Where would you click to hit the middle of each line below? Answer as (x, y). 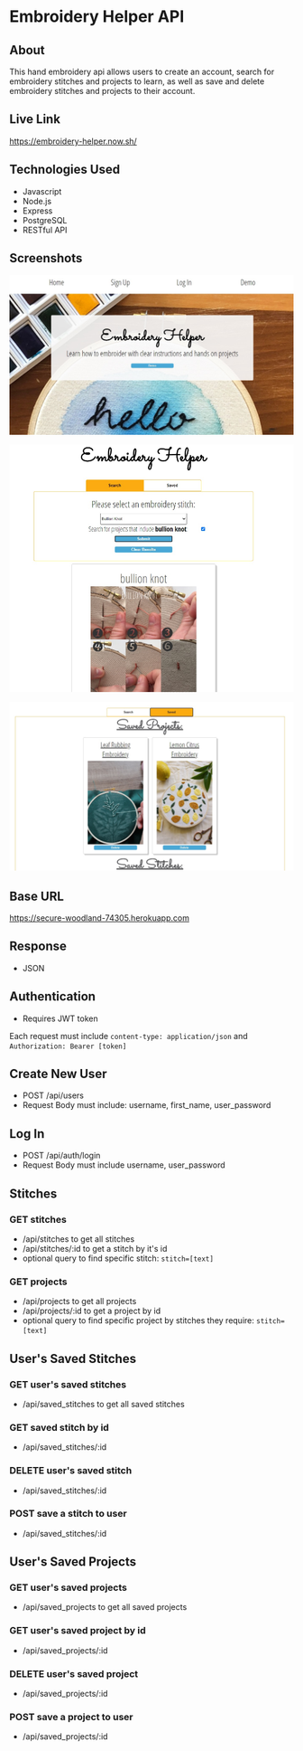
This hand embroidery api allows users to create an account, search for (142, 71)
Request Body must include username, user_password (124, 1165)
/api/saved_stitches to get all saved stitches (103, 1404)
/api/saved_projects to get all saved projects (105, 1607)
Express (37, 211)
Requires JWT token (60, 1018)
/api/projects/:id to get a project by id (92, 1311)
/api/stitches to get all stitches (78, 1239)
